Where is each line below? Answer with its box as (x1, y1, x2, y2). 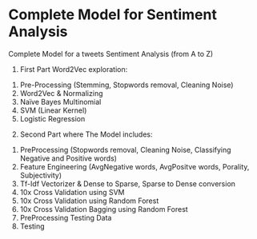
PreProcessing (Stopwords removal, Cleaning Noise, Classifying (19, 145, 231, 154)
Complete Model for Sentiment (8, 6, 218, 24)
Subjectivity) (19, 170, 62, 180)
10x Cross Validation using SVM (19, 187, 126, 197)
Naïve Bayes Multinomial (19, 97, 102, 106)
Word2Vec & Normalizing (19, 88, 103, 98)
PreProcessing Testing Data (19, 213, 112, 222)
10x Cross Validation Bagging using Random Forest (19, 204, 188, 213)
